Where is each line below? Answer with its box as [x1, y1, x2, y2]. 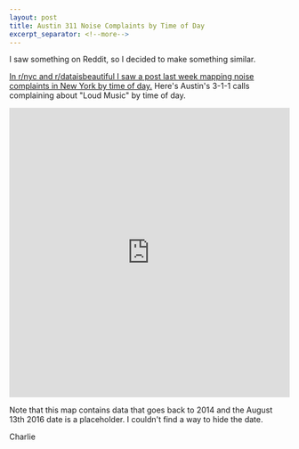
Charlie [9, 431, 36, 442]
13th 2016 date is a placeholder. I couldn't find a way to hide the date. [9, 414, 263, 425]
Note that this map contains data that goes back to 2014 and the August [9, 404, 273, 415]
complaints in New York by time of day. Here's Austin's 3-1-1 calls [9, 81, 250, 92]
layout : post [9, 12, 58, 22]
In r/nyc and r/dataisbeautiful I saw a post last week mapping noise [9, 71, 255, 82]
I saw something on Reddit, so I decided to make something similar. [9, 54, 256, 65]
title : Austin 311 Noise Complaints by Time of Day [9, 21, 205, 30]
